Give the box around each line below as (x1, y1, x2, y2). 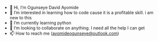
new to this (9, 15, 32, 20)
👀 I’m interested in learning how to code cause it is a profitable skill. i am (9, 10, 154, 15)
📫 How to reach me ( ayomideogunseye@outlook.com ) (9, 30, 119, 36)
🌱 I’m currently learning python (9, 20, 72, 26)
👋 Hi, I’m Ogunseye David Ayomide (9, 5, 79, 10)
